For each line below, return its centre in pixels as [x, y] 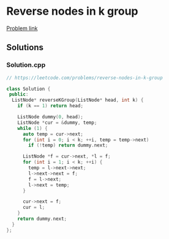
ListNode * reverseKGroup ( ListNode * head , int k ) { [78, 100]
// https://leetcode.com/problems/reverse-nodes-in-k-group [85, 78]
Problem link [22, 28]
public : [19, 94]
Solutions [25, 47]
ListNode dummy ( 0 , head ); [51, 117]
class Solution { [28, 89]
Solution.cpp [26, 65]
